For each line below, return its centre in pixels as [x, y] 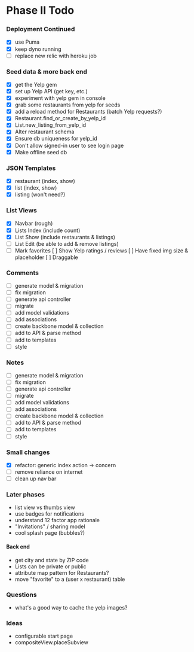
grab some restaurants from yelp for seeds [67, 105]
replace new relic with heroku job [56, 56]
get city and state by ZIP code [52, 560]
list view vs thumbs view [45, 508]
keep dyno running [38, 49]
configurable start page [44, 636]
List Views [21, 211]
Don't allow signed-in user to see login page [69, 145]
